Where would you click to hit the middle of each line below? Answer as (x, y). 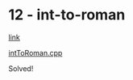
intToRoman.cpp (35, 53)
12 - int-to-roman (67, 15)
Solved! (21, 68)
